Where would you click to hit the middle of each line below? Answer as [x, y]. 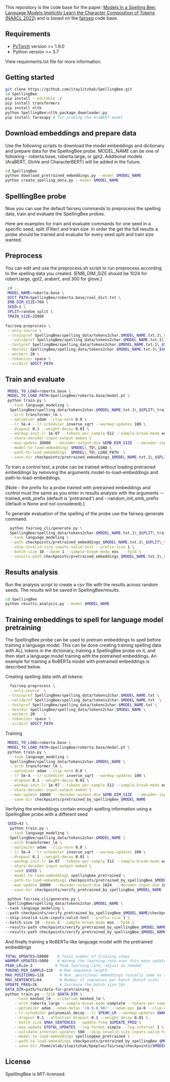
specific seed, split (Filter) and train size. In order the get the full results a [82, 229]
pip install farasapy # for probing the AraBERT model [64, 117]
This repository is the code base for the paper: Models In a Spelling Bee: [81, 7]
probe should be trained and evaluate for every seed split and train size [80, 234]
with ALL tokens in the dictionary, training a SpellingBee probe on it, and [80, 651]
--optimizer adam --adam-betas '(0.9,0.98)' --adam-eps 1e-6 [80, 1008]
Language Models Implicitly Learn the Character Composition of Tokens [80, 13]
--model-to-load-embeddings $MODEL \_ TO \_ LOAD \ [61, 448]
